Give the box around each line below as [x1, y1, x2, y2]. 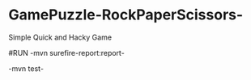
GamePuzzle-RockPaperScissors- [8, 6, 244, 24]
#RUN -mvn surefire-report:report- [8, 48, 125, 57]
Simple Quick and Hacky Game [8, 32, 112, 42]
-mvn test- [8, 63, 45, 74]
